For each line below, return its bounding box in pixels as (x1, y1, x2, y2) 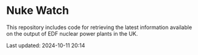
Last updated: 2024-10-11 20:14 (6, 42, 85, 49)
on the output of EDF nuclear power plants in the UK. (6, 30, 138, 37)
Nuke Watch (6, 4, 70, 18)
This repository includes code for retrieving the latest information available (6, 24, 193, 31)
